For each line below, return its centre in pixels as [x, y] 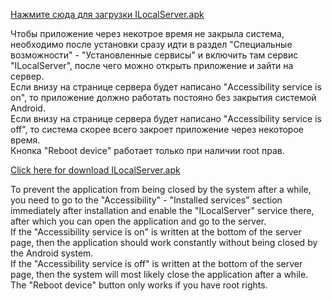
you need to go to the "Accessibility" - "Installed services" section [146, 200]
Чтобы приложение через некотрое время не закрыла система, [147, 33]
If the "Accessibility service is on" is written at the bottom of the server [156, 232]
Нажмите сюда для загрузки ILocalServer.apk [107, 14]
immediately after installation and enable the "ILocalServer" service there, [162, 210]
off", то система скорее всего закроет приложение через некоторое [157, 129]
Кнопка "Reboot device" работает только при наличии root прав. [147, 150]
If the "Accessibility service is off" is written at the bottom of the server [156, 263]
